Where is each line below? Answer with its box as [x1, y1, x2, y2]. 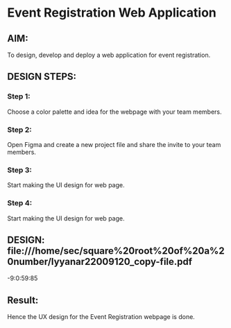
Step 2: [7, 125, 33, 135]
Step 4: [7, 198, 33, 208]
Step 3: [7, 165, 33, 175]
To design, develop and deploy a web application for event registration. [7, 51, 211, 59]
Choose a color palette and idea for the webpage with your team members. [7, 107, 222, 116]
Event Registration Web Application [7, 5, 217, 21]
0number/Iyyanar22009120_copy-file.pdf [7, 255, 193, 268]
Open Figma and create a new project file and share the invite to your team [7, 140, 221, 148]
